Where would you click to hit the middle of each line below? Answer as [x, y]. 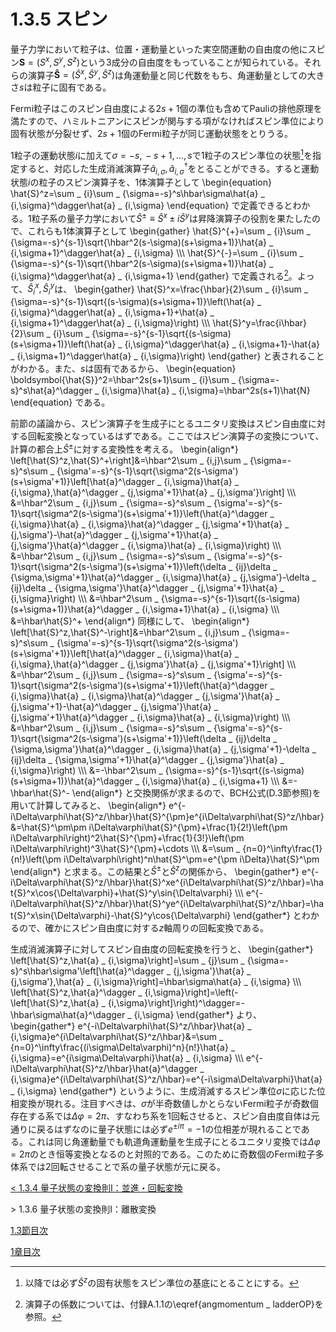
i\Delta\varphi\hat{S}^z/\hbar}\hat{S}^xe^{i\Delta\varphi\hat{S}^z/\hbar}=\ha [167, 882]
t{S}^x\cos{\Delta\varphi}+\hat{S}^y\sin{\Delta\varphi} [121, 893]
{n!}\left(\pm [36, 859]
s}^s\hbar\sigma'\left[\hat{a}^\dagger [87, 971]
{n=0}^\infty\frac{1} [282, 848]
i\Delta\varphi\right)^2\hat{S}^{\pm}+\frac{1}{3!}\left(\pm [127, 837]
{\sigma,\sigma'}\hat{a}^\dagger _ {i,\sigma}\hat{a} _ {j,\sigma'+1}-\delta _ [163, 749]
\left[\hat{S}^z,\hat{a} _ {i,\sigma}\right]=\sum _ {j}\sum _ [127, 961]
